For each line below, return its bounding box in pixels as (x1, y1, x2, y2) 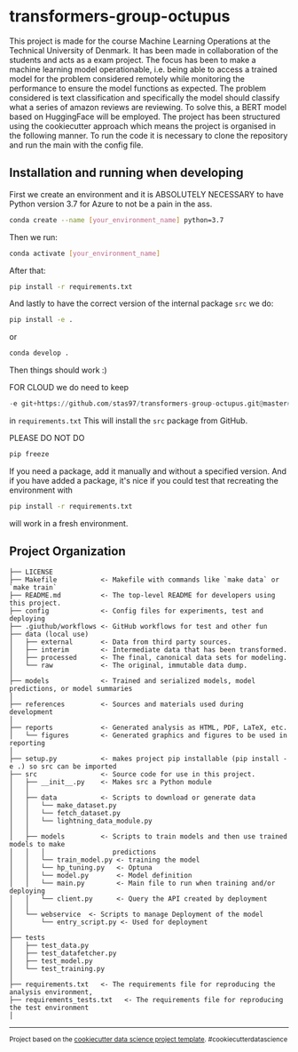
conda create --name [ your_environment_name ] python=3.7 (9, 215, 224, 224)
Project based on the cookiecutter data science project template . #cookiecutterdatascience (9, 1034, 288, 1044)
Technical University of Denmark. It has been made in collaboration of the (9, 44, 278, 55)
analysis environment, (9, 987, 93, 997)
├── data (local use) (9, 630, 90, 638)
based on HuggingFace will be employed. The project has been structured (9, 111, 281, 122)
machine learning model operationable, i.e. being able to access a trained (9, 64, 278, 75)
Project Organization (9, 544, 126, 559)
